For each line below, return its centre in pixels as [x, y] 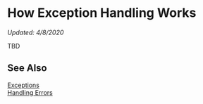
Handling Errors [30, 92]
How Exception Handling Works [102, 13]
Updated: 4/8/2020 [36, 32]
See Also [27, 68]
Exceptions [24, 85]
